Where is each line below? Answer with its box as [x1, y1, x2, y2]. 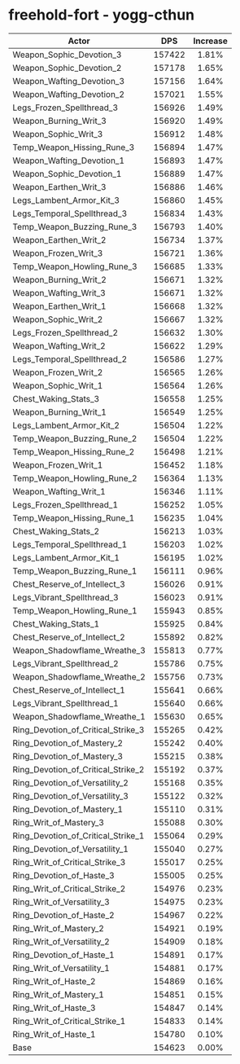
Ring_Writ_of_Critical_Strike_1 [12, 1015, 126, 1027]
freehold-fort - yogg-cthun [8, 6, 195, 24]
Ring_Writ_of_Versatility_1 [12, 962, 110, 974]
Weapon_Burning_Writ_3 [12, 115, 107, 126]
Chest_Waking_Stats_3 [12, 393, 100, 404]
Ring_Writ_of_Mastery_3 [12, 816, 104, 828]
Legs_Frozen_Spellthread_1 [12, 499, 119, 510]
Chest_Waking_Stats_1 [12, 618, 100, 629]
